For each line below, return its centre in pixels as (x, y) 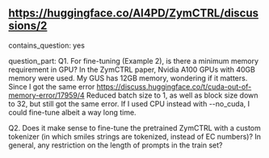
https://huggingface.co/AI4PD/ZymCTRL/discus (134, 13)
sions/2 (28, 26)
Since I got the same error (52, 86)
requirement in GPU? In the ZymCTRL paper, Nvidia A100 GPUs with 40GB (132, 69)
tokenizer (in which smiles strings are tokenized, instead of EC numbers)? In (134, 136)
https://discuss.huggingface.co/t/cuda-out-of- (174, 86)
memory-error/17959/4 (46, 95)
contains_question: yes (46, 45)
